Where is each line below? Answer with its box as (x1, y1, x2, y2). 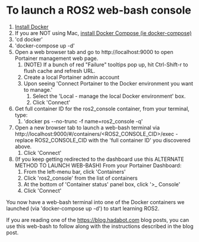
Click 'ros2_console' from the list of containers (23, 174, 138, 181)
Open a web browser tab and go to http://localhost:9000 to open (14, 48, 173, 55)
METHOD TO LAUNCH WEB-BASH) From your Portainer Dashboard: (14, 161, 182, 169)
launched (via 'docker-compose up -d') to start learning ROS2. (6, 205, 160, 212)
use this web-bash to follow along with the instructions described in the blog (6, 222, 194, 230)
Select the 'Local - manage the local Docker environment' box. (32, 93, 186, 100)
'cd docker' (14, 36, 43, 43)
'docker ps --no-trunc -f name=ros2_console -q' (23, 117, 143, 125)
